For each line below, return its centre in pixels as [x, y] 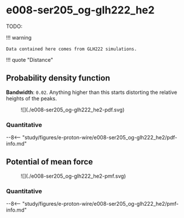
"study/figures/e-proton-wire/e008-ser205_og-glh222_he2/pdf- [100, 138]
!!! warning [19, 37]
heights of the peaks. [32, 98]
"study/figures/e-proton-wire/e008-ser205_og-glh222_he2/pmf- [101, 204]
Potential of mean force [50, 162]
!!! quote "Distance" [30, 59]
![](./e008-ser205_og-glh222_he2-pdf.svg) [73, 110]
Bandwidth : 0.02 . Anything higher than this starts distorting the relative [92, 92]
